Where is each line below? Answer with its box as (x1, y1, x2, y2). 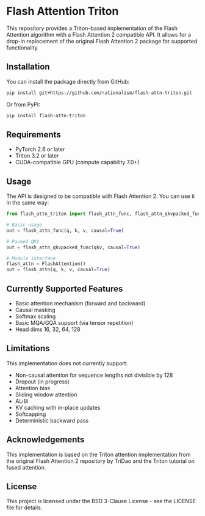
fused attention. (6, 463, 46, 471)
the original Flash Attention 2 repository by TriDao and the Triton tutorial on (6, 457, 195, 465)
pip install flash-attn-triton (6, 112, 86, 118)
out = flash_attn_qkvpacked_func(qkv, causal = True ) (6, 244, 140, 250)
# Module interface (6, 255, 56, 261)
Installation (6, 62, 50, 72)
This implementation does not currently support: (6, 359, 128, 367)
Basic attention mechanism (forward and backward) (15, 299, 146, 307)
